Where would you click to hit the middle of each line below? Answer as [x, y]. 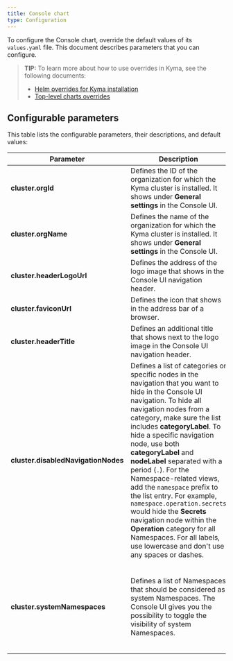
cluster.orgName [39, 234]
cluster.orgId [32, 188]
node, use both [155, 444]
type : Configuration [37, 20]
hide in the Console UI [166, 392]
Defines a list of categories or [179, 366]
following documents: [55, 75]
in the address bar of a [167, 309]
